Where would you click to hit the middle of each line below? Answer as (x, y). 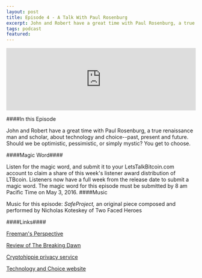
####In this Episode (31, 119)
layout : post (23, 12)
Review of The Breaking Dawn (44, 246)
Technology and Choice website (46, 269)
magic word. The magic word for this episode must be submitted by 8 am (97, 186)
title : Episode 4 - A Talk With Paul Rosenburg (67, 17)
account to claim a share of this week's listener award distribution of (91, 173)
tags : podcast (24, 29)
